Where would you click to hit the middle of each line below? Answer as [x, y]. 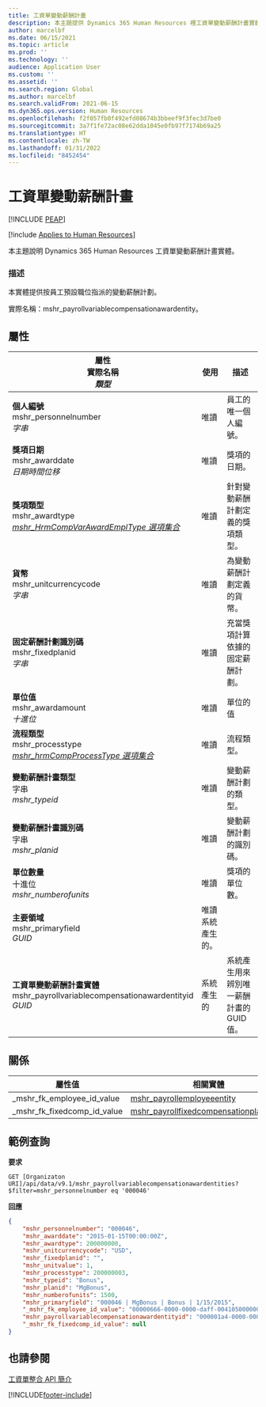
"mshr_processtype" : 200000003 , [76, 1273]
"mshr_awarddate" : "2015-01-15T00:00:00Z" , [95, 1236]
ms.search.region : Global [51, 89]
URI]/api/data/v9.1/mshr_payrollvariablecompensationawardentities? [123, 1184]
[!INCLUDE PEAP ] [37, 219]
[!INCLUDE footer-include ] [50, 1394]
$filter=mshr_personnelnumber [58, 1191]
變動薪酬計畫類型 [44, 778]
